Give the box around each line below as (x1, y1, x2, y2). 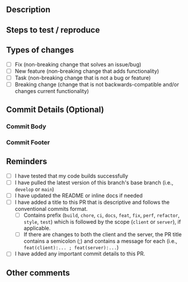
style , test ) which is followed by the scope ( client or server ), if (23, 219, 181, 226)
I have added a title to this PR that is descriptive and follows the (14, 198, 170, 206)
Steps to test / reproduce (6, 25, 100, 35)
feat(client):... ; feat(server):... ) (23, 244, 119, 251)
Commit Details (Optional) (6, 105, 104, 115)
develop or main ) (14, 186, 55, 193)
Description (6, 5, 50, 15)
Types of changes (6, 45, 74, 55)
